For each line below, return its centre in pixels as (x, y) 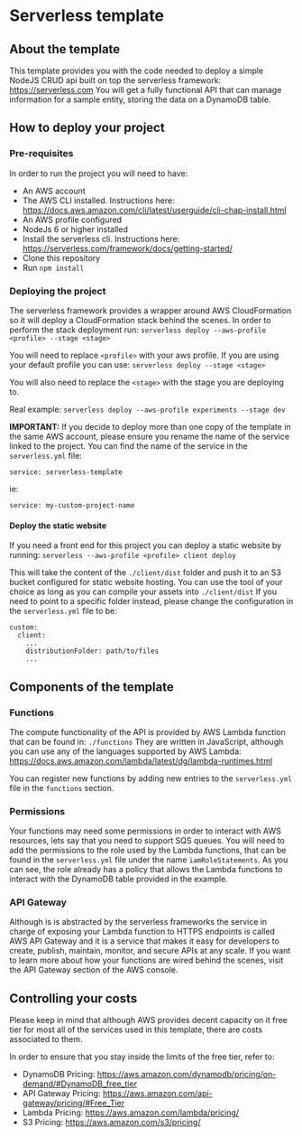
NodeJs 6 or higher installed (75, 229)
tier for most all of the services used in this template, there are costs (136, 1029)
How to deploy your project (87, 128)
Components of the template (92, 687)
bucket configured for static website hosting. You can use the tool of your (146, 582)
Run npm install (53, 267)
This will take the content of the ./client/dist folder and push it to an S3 (146, 573)
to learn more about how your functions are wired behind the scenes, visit (146, 960)
